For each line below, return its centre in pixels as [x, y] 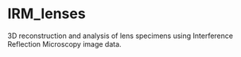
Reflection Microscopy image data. [64, 44]
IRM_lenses [47, 14]
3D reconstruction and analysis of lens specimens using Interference [120, 36]
